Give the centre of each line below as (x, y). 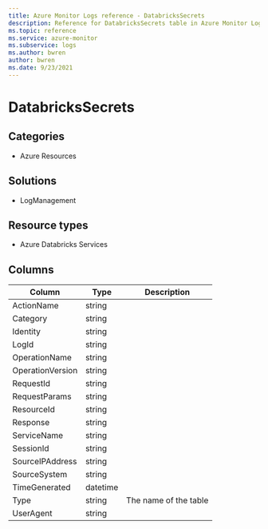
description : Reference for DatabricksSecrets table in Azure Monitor (128, 23)
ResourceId (34, 410)
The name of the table (167, 500)
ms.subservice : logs (43, 46)
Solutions (33, 181)
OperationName (42, 358)
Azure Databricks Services (63, 245)
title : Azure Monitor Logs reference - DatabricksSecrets (106, 16)
